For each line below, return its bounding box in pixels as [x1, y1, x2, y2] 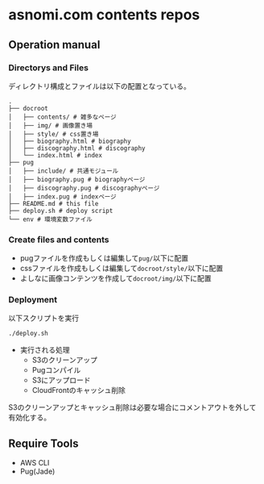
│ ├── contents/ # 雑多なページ [8, 113, 117, 121]
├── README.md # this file [8, 199, 99, 207]
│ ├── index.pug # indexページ [8, 192, 117, 201]
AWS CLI [19, 458, 50, 468]
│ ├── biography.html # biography [8, 137, 131, 145]
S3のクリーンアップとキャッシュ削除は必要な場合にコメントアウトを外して [8, 403, 257, 412]
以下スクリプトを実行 [8, 313, 79, 323]
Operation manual [8, 38, 101, 52]
